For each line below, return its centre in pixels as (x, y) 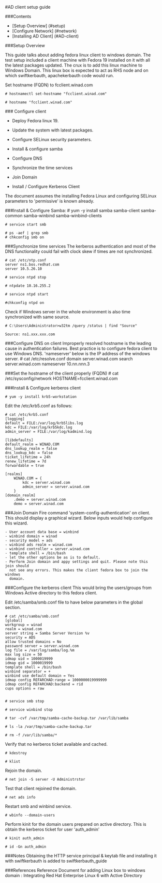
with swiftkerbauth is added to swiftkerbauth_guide (56, 861)
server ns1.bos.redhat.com (32, 264)
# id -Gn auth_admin (26, 847)
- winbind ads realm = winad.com (39, 545)
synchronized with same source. (37, 317)
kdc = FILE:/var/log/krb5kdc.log (39, 427)
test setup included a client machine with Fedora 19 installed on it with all (78, 60)
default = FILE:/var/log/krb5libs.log (44, 423)
